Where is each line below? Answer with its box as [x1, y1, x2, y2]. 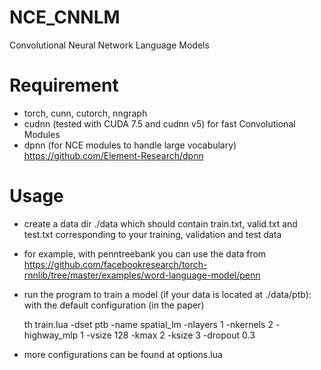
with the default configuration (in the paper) [23, 299, 205, 311]
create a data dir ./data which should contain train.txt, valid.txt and [23, 217, 298, 230]
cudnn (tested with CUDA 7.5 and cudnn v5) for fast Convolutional [23, 117, 296, 130]
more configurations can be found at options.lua [23, 348, 223, 360]
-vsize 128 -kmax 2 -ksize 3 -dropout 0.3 [85, 329, 256, 341]
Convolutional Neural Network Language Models [9, 39, 210, 51]
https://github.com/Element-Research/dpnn [23, 149, 204, 161]
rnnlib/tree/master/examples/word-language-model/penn [23, 269, 261, 281]
